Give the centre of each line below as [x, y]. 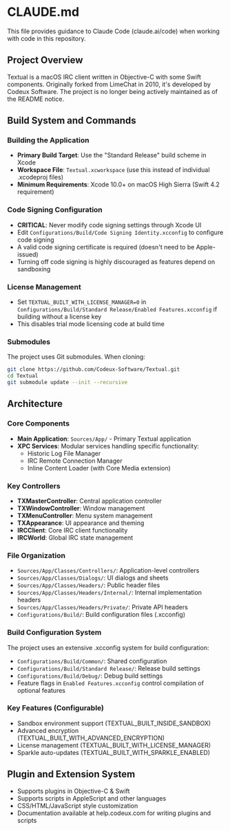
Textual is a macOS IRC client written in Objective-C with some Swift [104, 77]
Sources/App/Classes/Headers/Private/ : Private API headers [102, 607]
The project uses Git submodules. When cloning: [76, 357]
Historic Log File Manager [64, 453]
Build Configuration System [54, 633]
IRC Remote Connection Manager [75, 461]
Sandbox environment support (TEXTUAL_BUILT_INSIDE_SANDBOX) [114, 723]
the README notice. [35, 99]
